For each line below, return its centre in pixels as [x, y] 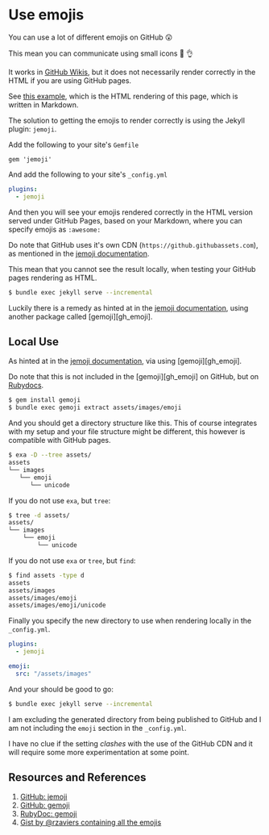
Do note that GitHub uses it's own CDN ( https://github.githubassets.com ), [133, 244]
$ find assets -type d [46, 575]
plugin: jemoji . [33, 129]
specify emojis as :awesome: [55, 229]
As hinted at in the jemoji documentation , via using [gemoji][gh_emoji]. [125, 361]
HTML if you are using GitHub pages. [70, 80]
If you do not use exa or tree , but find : [72, 560]
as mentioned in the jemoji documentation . [79, 253]
